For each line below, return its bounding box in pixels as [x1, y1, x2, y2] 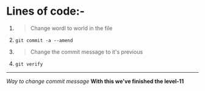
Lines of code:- [6, 4, 85, 18]
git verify [15, 61, 43, 67]
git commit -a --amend [15, 37, 73, 43]
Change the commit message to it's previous [30, 48, 143, 56]
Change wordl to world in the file [30, 24, 113, 32]
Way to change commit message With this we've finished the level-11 [6, 78, 184, 85]
